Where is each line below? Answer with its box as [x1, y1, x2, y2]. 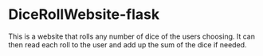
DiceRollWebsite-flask [8, 6, 160, 24]
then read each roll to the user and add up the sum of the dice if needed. [8, 39, 247, 49]
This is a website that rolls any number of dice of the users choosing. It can [8, 32, 255, 41]
